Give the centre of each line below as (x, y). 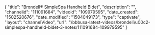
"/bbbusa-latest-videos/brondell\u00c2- (109, 22)
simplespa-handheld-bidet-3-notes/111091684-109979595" (65, 27)
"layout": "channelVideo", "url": (36, 22)
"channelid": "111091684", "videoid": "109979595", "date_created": (72, 12)
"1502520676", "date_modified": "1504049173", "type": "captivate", (73, 17)
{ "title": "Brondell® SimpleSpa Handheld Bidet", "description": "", (70, 7)
